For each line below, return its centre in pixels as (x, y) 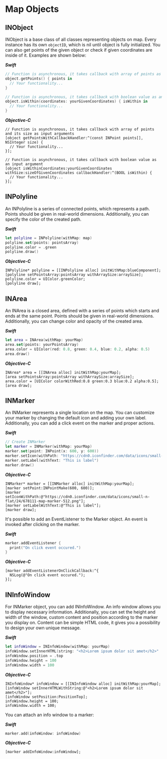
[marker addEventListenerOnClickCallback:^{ (52, 571)
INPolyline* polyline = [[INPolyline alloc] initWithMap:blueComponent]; (83, 270)
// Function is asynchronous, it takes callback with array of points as (83, 74)
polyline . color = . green (31, 247)
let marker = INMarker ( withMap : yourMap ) (49, 447)
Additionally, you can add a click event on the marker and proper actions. (80, 423)
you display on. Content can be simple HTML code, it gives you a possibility (83, 623)
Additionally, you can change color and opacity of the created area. (74, 321)
